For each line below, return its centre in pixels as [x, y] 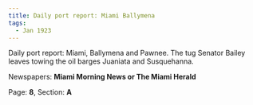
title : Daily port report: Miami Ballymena [82, 16]
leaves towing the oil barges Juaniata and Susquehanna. [101, 61]
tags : [17, 23]
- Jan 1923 [34, 30]
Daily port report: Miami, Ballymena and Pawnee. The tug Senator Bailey [127, 53]
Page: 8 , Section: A [40, 92]
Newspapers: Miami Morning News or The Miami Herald [103, 77]
